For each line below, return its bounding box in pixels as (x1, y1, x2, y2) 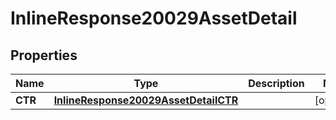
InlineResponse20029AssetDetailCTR (53, 93, 239, 107)
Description (248, 77, 305, 90)
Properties (10, 47, 78, 64)
